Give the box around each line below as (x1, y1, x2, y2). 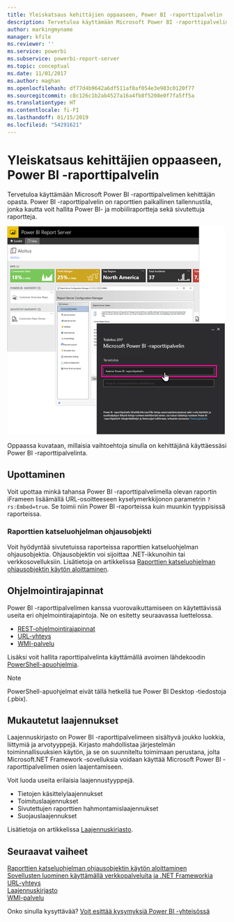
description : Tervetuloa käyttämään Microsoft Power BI (7, 18, 173, 26)
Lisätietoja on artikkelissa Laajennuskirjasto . (7, 825, 134, 834)
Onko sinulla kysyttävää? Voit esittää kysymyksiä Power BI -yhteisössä (7, 907, 210, 916)
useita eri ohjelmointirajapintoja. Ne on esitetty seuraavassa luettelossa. (7, 611, 213, 619)
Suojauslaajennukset (17, 812, 77, 820)
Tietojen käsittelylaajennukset (17, 790, 103, 798)
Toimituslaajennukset (17, 797, 79, 806)
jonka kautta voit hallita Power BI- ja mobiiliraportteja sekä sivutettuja (7, 205, 205, 213)
